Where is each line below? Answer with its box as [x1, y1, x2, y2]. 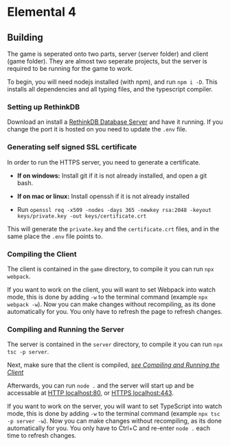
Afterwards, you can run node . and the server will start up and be [7, 381, 194, 390]
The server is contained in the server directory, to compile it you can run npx [7, 340, 223, 348]
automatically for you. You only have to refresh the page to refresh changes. [7, 307, 223, 315]
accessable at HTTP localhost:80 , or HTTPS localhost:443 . [7, 389, 174, 397]
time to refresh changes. [7, 432, 77, 440]
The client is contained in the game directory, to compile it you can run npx [7, 264, 214, 273]
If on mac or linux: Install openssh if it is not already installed [16, 192, 190, 200]
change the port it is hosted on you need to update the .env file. [7, 125, 187, 134]
